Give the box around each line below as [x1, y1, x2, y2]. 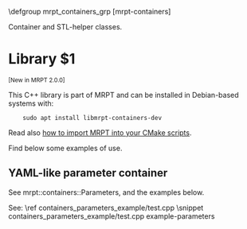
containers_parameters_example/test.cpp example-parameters [8, 211, 215, 221]
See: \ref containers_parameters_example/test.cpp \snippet [8, 203, 204, 212]
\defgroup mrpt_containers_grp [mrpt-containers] [8, 7, 171, 16]
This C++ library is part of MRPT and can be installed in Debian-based [8, 90, 239, 99]
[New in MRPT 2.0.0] [8, 76, 65, 84]
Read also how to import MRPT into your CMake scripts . [8, 127, 192, 138]
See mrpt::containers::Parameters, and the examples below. [8, 187, 205, 197]
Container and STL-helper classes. [8, 22, 123, 31]
